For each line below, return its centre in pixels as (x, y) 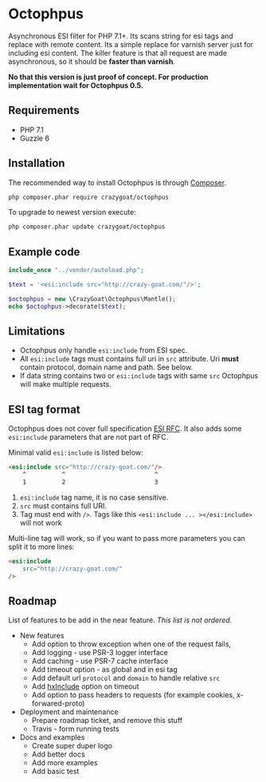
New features (42, 636)
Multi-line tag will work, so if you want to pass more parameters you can (127, 538)
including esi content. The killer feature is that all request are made (118, 53)
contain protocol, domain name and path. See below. (106, 367)
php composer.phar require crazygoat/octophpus (89, 197)
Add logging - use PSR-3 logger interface (100, 653)
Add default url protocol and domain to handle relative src (126, 678)
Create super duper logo (72, 746)
